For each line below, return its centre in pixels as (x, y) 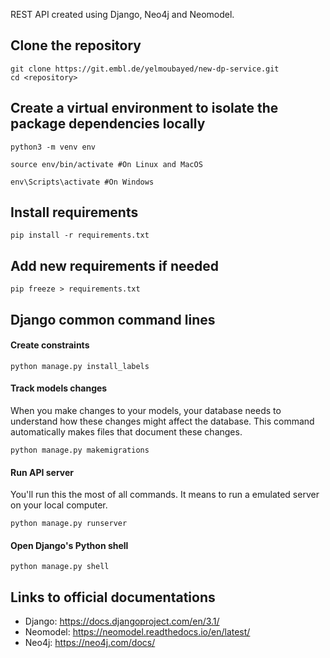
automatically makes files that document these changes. (126, 432)
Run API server (42, 472)
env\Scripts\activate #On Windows (82, 182)
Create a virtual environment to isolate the (144, 108)
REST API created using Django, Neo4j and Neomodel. (122, 14)
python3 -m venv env (53, 147)
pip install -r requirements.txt (80, 235)
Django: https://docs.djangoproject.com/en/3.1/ (122, 621)
